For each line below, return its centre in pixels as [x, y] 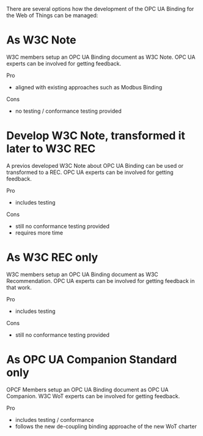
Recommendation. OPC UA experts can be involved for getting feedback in [101, 280]
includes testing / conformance [54, 419]
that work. [19, 287]
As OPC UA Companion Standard [92, 359]
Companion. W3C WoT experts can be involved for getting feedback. [93, 396]
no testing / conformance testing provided [68, 111]
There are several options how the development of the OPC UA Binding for [100, 9]
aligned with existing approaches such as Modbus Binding [89, 87]
